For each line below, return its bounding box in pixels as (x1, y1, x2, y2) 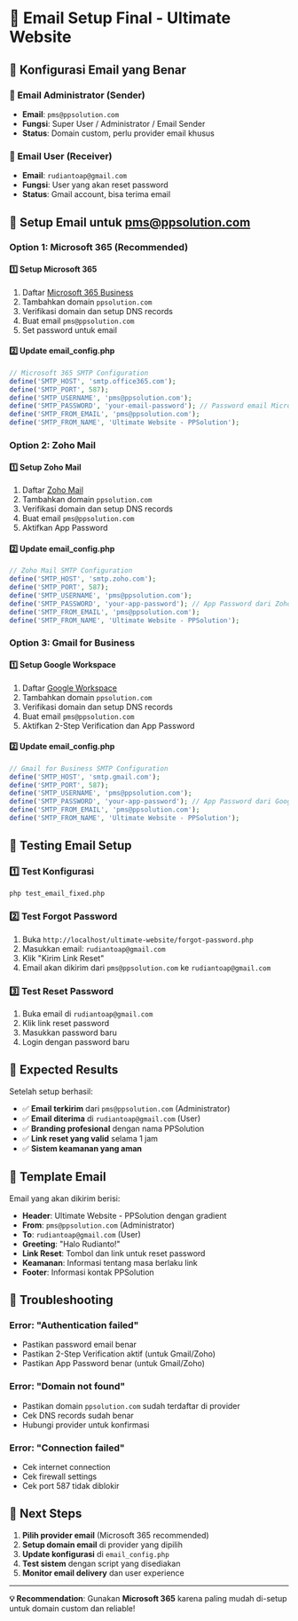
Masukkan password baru (21, 1027, 118, 1038)
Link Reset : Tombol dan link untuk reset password (21, 1247, 206, 1259)
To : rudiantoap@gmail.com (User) (21, 1229, 142, 1239)
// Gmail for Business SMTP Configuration (9, 763, 169, 773)
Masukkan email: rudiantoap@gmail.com (21, 943, 166, 953)
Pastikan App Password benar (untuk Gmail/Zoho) (21, 1358, 206, 1369)
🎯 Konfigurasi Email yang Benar (9, 62, 187, 77)
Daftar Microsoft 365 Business (21, 287, 134, 297)
